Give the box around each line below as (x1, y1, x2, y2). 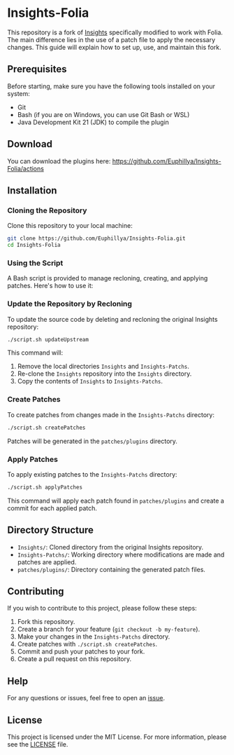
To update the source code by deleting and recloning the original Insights (7, 315, 218, 323)
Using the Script (7, 258, 64, 268)
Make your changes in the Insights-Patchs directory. (17, 632, 170, 641)
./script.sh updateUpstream (7, 336, 89, 343)
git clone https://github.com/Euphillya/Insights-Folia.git (7, 235, 187, 243)
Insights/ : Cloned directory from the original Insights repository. (17, 543, 204, 551)
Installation (7, 184, 57, 196)
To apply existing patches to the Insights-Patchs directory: (7, 470, 177, 478)
